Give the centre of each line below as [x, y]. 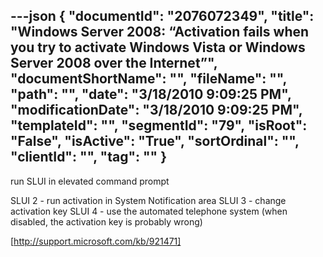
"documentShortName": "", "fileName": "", [148, 79]
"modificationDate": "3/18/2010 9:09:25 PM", [156, 110]
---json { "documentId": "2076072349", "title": [162, 16]
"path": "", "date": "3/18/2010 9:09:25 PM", [151, 94]
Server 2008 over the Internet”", [114, 63]
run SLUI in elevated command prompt [90, 181]
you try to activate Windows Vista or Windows [158, 47]
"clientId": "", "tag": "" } [88, 157]
